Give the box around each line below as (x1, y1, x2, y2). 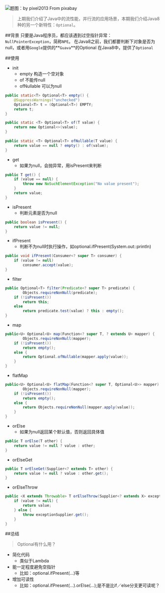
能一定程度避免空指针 (12, 564, 55, 570)
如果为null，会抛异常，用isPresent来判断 (19, 163, 102, 168)
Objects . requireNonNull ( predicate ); (23, 290, 98, 295)
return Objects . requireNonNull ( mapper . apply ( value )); (23, 405, 135, 410)
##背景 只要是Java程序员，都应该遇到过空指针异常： (5, 33, 112, 38)
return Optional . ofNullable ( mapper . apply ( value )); (23, 355, 129, 360)
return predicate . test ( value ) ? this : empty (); (23, 308, 124, 314)
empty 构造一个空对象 (19, 71, 64, 76)
